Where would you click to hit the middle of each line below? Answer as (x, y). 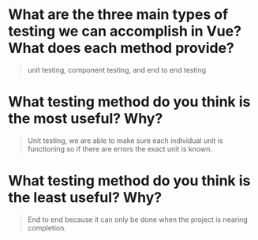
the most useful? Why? (86, 119)
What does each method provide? (122, 48)
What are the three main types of (118, 15)
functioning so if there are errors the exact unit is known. (120, 148)
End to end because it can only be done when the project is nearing (138, 219)
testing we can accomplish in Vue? (125, 31)
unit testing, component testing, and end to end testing (117, 69)
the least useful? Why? (85, 198)
